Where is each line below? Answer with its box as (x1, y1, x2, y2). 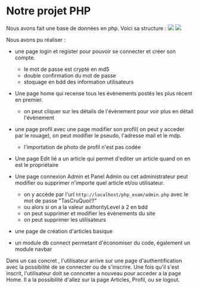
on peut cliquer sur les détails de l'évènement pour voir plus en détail (23, 107, 194, 114)
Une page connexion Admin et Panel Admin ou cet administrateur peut (14, 173, 188, 180)
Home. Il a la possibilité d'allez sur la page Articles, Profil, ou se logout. (6, 276, 181, 283)
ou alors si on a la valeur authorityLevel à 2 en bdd (23, 203, 148, 210)
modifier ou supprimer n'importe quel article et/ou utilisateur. (14, 179, 165, 186)
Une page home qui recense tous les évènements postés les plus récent (14, 89, 192, 97)
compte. (14, 54, 36, 61)
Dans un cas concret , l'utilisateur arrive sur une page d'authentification (6, 257, 182, 264)
